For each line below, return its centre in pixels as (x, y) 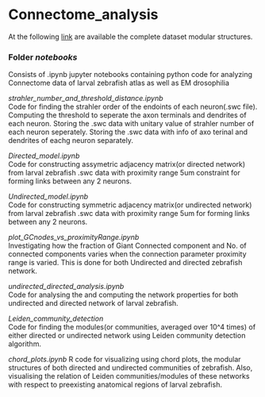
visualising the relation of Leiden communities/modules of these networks (129, 376)
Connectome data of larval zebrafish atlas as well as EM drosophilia (119, 83)
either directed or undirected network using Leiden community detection (127, 336)
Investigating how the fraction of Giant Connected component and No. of (128, 246)
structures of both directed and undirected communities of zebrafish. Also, (131, 368)
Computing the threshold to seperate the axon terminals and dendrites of (128, 115)
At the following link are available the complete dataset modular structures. (131, 37)
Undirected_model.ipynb (48, 197)
